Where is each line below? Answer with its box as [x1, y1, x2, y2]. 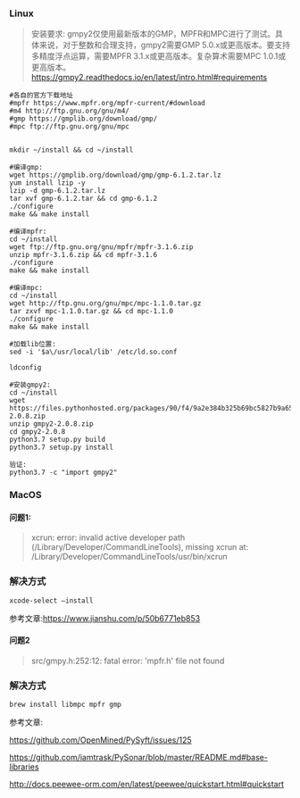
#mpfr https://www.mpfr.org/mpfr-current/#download [9, 99, 205, 108]
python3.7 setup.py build [9, 436, 105, 445]
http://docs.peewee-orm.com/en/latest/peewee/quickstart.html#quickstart [9, 779, 284, 790]
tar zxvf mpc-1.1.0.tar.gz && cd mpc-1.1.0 [9, 307, 174, 316]
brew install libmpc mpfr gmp [9, 700, 122, 710]
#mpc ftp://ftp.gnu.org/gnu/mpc [9, 122, 129, 131]
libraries [9, 761, 39, 772]
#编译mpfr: [9, 227, 47, 237]
